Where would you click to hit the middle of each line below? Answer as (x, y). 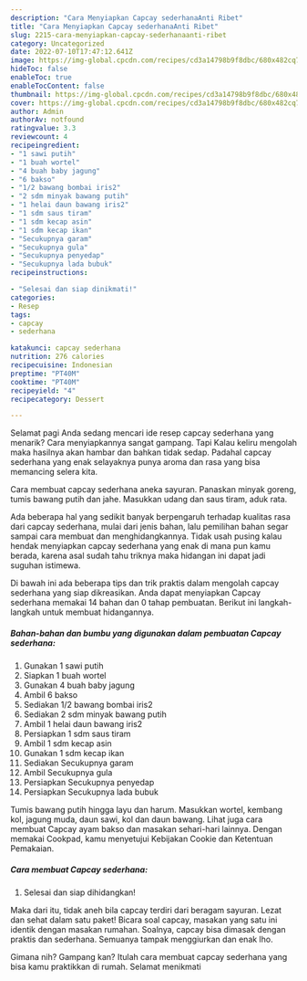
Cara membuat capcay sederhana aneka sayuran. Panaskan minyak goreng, (153, 490)
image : (23, 60)
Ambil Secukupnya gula (68, 773)
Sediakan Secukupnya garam (78, 763)
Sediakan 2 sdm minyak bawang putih (95, 714)
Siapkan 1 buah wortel (65, 676)
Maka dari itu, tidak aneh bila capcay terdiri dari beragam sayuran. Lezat (146, 911)
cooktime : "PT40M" (45, 382)
